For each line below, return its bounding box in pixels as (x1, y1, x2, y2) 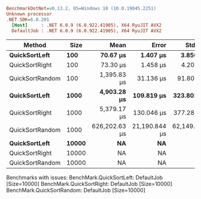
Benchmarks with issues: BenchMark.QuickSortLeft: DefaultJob (6, 174, 163, 181)
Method (23, 41, 47, 50)
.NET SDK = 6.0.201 (6, 16, 50, 23)
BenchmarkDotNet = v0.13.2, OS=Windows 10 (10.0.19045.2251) (6, 5, 157, 11)
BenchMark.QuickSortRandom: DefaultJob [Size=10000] (6, 186, 145, 194)
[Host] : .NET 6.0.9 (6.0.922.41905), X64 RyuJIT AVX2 (11, 22, 162, 28)
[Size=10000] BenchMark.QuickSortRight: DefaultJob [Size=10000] (6, 180, 172, 188)
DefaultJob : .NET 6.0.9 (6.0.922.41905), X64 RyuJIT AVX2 (11, 27, 162, 33)
